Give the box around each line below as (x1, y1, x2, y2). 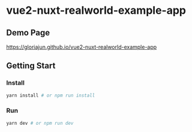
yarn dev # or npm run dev (6, 120, 74, 126)
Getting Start (6, 61, 56, 71)
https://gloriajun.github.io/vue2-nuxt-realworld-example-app (6, 43, 157, 50)
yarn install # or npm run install (6, 92, 95, 98)
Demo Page (6, 28, 50, 38)
